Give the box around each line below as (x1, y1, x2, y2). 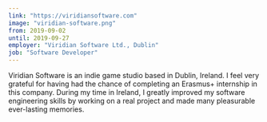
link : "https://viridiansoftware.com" (8, 11, 137, 20)
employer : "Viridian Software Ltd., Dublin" (8, 41, 159, 49)
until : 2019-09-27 (8, 33, 70, 42)
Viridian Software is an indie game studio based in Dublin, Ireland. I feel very (8, 71, 260, 80)
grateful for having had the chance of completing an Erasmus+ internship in (8, 79, 258, 89)
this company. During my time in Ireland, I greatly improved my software (8, 88, 245, 96)
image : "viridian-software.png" (8, 19, 116, 27)
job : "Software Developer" (8, 49, 98, 57)
